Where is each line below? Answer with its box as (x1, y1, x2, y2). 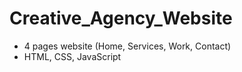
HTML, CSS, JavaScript (23, 50, 122, 62)
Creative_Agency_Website (9, 7, 233, 30)
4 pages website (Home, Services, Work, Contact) (23, 40, 232, 52)
